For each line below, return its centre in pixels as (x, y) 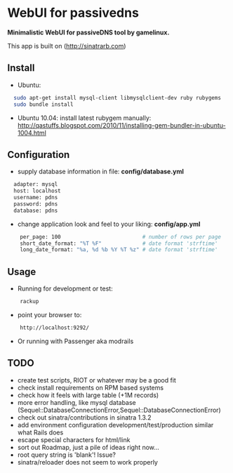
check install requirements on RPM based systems (90, 387)
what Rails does (40, 432)
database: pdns (36, 211)
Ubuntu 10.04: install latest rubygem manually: (84, 118)
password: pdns (36, 204)
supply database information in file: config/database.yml (101, 172)
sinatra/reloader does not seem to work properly (87, 462)
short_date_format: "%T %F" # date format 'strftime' (119, 244)
